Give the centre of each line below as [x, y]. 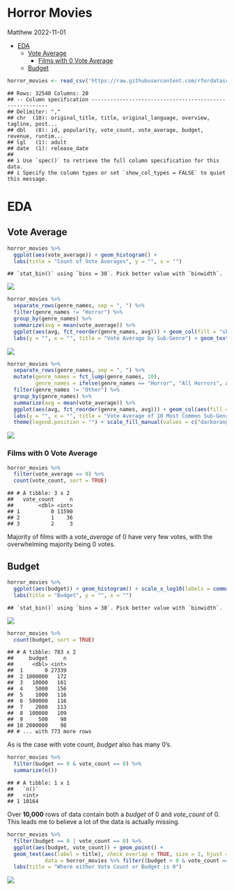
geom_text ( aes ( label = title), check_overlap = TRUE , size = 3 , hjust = [121, 854]
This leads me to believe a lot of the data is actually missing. [93, 822]
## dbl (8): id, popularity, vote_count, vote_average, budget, [106, 130]
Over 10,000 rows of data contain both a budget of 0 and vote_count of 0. [114, 814]
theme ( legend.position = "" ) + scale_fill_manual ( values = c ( [106, 422]
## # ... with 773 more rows [49, 732]
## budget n [37, 658]
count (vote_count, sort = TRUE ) [61, 481]
